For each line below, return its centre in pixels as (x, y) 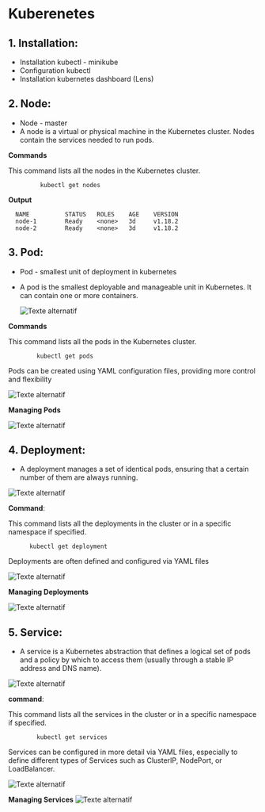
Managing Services (41, 800)
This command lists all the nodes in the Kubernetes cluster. (104, 170)
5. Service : (36, 632)
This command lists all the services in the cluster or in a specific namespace (132, 714)
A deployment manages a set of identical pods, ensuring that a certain (134, 469)
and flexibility (30, 379)
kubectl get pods (65, 356)
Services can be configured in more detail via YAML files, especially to (123, 752)
